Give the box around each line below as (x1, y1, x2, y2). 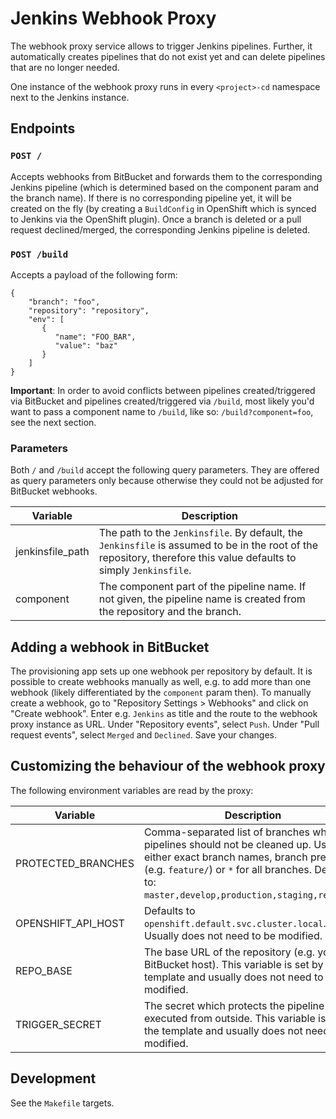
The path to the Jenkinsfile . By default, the (98, 526, 303, 540)
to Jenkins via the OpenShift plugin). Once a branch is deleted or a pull (10, 213, 302, 225)
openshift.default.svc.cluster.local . (143, 916, 327, 930)
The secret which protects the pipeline (143, 998, 325, 1012)
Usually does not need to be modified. (143, 928, 323, 942)
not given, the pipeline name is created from (98, 592, 306, 606)
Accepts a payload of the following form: (10, 268, 178, 281)
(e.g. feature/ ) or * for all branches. (143, 862, 312, 876)
